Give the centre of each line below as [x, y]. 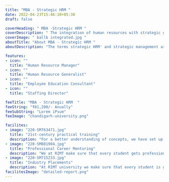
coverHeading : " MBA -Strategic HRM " [46, 28]
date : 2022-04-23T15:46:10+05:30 [40, 15]
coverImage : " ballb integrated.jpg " [46, 38]
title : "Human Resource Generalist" [48, 75]
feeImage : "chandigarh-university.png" [47, 116]
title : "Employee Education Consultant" [53, 84]
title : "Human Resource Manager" [45, 65]
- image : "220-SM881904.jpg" [36, 144]
